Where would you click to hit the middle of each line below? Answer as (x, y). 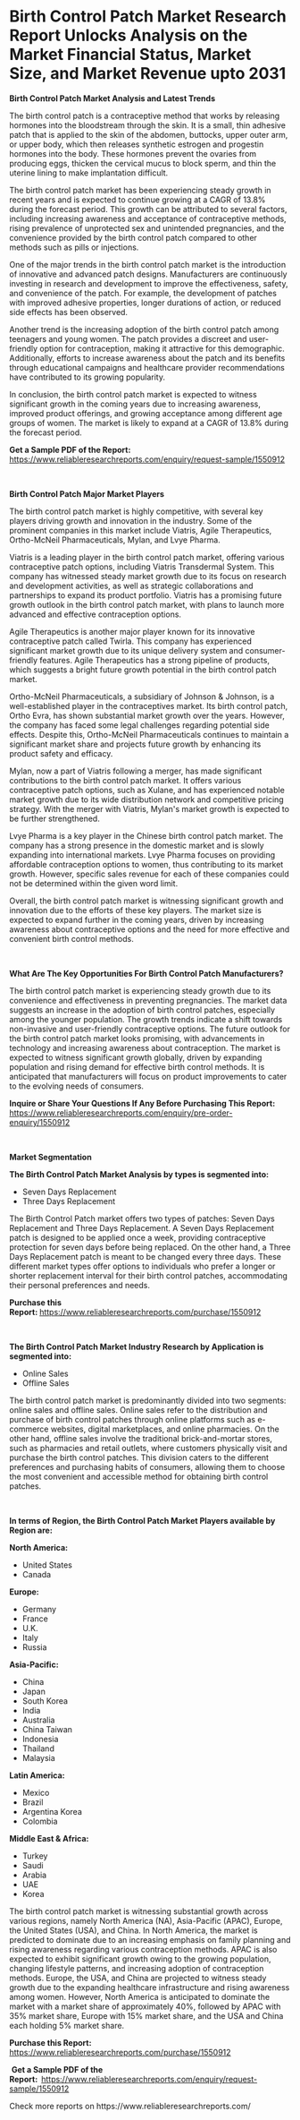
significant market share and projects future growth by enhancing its (135, 744)
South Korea (45, 1701)
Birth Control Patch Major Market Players (87, 493)
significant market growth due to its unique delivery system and (126, 650)
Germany (39, 1609)
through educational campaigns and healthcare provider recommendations (147, 367)
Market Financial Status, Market (130, 55)
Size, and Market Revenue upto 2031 (148, 74)
